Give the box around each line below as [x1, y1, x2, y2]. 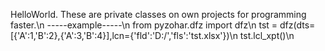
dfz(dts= [279, 19, 316, 31]
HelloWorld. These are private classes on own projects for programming [10, 9, 307, 20]
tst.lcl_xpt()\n [239, 30, 295, 41]
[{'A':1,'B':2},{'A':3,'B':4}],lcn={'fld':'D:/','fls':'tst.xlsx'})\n [10, 30, 238, 41]
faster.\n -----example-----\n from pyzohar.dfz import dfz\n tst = [10, 19, 278, 31]
